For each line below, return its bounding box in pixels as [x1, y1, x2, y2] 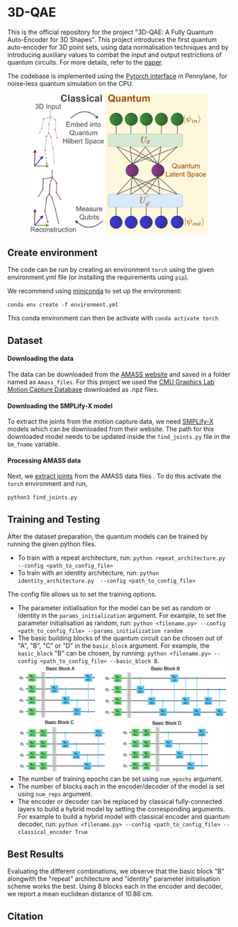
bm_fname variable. [7, 440, 60, 448]
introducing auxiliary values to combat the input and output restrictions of [7, 50, 222, 59]
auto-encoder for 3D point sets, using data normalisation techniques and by [7, 43, 229, 51]
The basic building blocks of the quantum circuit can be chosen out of [17, 634, 223, 643]
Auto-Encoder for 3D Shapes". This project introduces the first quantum [7, 35, 217, 43]
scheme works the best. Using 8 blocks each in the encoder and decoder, [7, 882, 223, 891]
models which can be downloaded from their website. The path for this [7, 425, 215, 433]
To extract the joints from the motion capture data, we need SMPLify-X [7, 417, 214, 426]
